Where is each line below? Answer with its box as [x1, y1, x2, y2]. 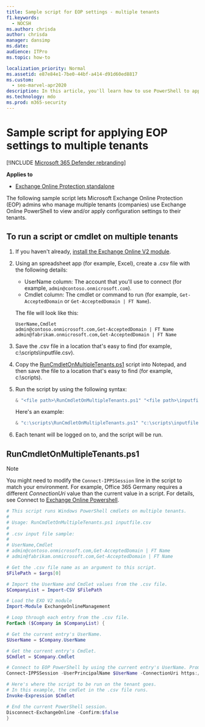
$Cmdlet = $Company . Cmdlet [6, 654, 75, 660]
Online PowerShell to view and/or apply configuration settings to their [6, 207, 181, 214]
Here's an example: [15, 408, 64, 416]
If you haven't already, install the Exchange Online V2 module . [15, 248, 171, 255]
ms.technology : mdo [6, 94, 56, 100]
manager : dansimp [6, 37, 51, 43]
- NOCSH [12, 20, 32, 26]
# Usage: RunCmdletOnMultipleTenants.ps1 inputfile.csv [6, 519, 151, 526]
